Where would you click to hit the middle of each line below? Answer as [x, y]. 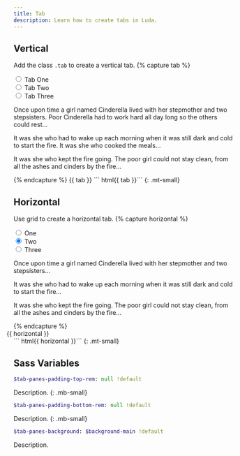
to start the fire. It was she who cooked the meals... [87, 146]
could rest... [31, 125]
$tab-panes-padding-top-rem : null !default [78, 379]
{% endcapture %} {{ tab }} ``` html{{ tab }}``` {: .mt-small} [97, 180]
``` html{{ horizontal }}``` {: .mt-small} [67, 341]
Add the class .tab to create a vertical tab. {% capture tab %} [102, 65]
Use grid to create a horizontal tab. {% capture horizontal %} [101, 219]
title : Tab [29, 14]
